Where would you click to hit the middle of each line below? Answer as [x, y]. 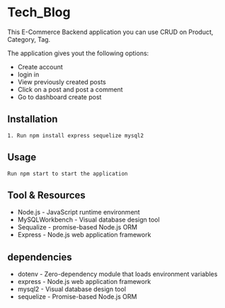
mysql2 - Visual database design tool [71, 289]
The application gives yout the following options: [78, 53]
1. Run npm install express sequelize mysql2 [75, 135]
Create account [40, 67]
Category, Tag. [29, 39]
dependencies [40, 257]
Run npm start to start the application [68, 173]
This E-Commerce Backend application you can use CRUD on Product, [110, 32]
